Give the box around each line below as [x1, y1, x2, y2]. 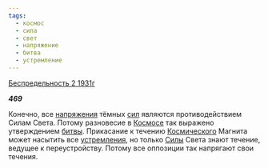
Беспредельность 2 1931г [8, 78, 96, 88]
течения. [8, 151, 38, 161]
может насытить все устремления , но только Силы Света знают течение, [8, 134, 261, 144]
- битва [15, 49, 42, 57]
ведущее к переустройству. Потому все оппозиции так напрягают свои [8, 143, 254, 153]
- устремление [15, 57, 62, 65]
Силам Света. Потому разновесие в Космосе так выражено [8, 118, 214, 127]
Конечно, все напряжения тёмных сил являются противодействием [8, 109, 242, 118]
